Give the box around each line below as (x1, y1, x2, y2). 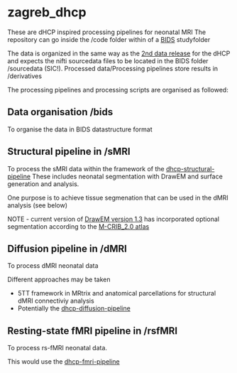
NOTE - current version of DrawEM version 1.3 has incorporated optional (7, 215, 220, 223)
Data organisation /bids (7, 106, 114, 118)
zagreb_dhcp (7, 4, 87, 21)
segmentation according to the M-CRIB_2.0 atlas (7, 222, 150, 231)
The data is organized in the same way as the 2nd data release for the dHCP (7, 49, 231, 58)
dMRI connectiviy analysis (17, 296, 94, 306)
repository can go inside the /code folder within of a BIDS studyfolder (7, 35, 211, 43)
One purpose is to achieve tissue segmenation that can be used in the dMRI (7, 193, 228, 202)
